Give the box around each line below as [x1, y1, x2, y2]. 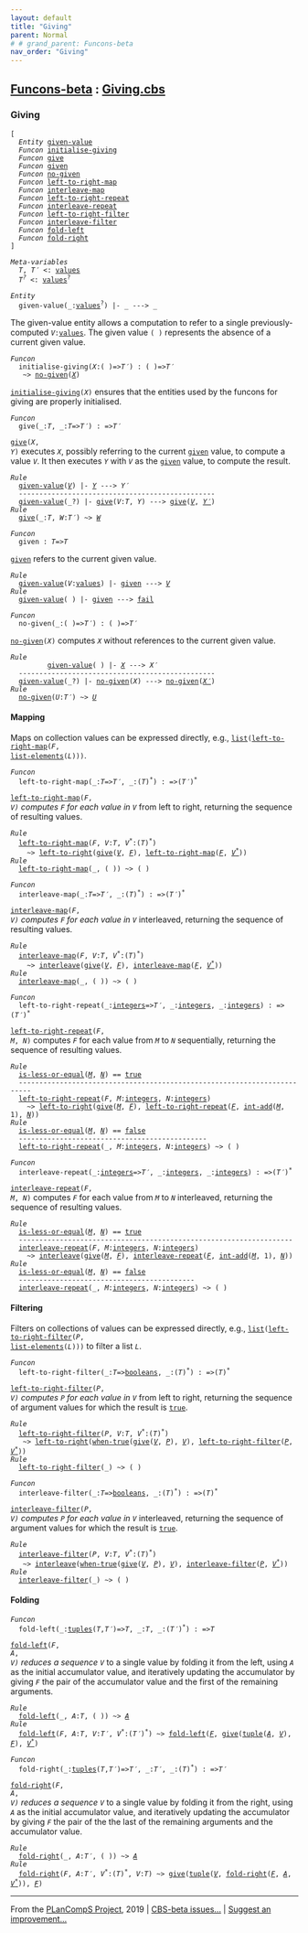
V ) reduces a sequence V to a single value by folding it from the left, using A [10, 1657, 294, 1668]
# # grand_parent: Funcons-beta [10, 38, 133, 48]
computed [10, 327, 49, 338]
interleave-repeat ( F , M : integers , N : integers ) [18, 1243, 199, 1252]
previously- [250, 317, 293, 328]
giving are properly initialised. [10, 395, 122, 407]
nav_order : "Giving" [10, 48, 90, 57]
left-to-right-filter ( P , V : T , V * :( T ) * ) [18, 1427, 169, 1438]
